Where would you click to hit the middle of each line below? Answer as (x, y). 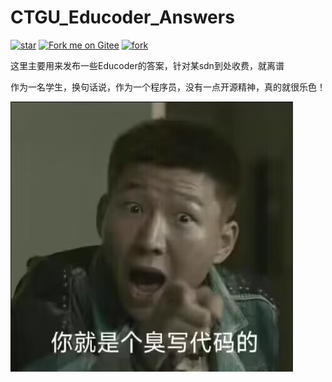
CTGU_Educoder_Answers (122, 17)
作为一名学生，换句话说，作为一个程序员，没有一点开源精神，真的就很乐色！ (168, 87)
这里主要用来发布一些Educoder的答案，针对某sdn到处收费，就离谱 (147, 65)
